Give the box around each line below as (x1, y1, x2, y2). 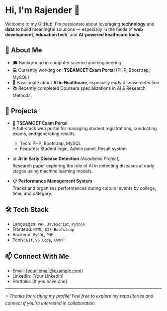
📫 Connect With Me (5, 252, 70, 261)
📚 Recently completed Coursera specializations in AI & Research (12, 85, 146, 91)
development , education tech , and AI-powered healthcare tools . (5, 31, 141, 37)
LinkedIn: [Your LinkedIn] (12, 273, 64, 279)
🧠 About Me (5, 46, 42, 54)
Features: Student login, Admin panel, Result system (19, 146, 127, 152)
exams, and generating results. (12, 131, 76, 137)
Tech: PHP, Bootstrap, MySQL (19, 140, 81, 146)
